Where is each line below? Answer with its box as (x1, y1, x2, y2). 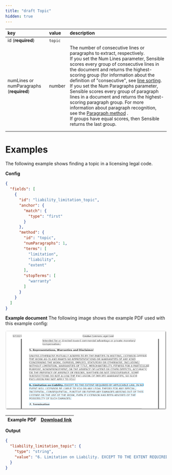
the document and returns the (70, 66, 133, 72)
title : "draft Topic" (5, 8, 52, 13)
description (70, 30, 95, 36)
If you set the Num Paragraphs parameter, (70, 83, 159, 89)
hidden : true (5, 13, 33, 19)
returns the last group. (70, 121, 117, 127)
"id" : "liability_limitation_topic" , (18, 198, 100, 203)
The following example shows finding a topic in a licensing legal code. (5, 161, 153, 167)
